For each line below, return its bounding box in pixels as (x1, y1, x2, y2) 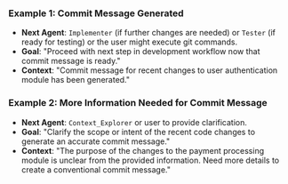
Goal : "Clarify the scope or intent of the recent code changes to (20, 126, 255, 137)
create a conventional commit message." (20, 164, 171, 175)
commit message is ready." (20, 56, 121, 67)
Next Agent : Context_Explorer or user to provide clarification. (20, 116, 248, 127)
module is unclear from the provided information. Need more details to (20, 155, 280, 165)
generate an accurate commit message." (20, 136, 171, 147)
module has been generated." (20, 75, 131, 85)
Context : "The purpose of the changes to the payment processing (20, 145, 264, 156)
